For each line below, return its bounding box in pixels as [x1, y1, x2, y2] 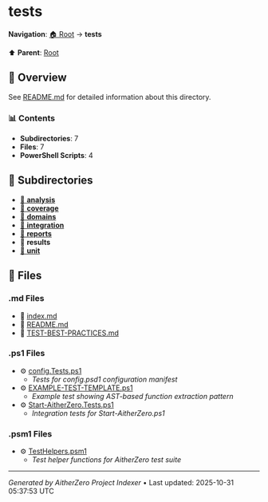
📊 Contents [8, 113, 56, 124]
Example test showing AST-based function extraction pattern [31, 391, 234, 401]
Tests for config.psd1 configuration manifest [31, 374, 178, 384]
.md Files [8, 293, 45, 304]
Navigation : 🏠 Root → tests [8, 29, 102, 38]
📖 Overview [8, 71, 67, 85]
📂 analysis [19, 195, 56, 204]
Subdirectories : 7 [19, 134, 79, 144]
